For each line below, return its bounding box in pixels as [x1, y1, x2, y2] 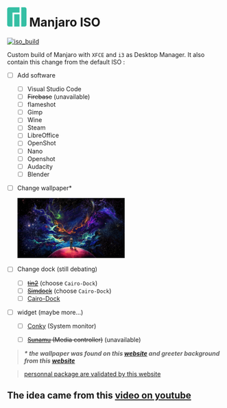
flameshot [27, 100, 56, 109]
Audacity [27, 162, 53, 171]
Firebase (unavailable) [27, 93, 91, 101]
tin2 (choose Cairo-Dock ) [27, 278, 98, 287]
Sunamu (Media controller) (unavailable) [27, 335, 141, 344]
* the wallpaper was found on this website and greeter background [23, 349, 220, 357]
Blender [27, 170, 50, 178]
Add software [16, 71, 56, 79]
